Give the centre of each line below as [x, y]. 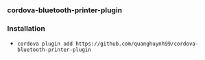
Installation [26, 28]
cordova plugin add [45, 44]
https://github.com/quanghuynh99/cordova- [137, 44]
